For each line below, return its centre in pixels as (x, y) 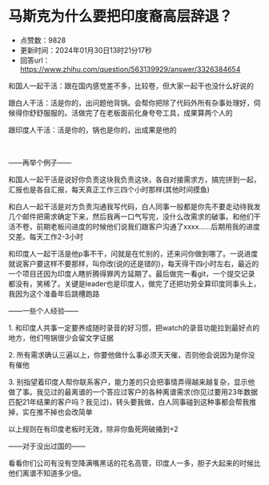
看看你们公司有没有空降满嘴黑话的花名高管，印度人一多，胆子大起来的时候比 (134, 463)
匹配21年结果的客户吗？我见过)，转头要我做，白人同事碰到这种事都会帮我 (129, 402)
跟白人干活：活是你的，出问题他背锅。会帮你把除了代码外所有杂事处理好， (131, 103)
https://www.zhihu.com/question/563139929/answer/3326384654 (130, 69)
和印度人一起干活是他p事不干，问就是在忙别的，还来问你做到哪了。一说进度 (133, 253)
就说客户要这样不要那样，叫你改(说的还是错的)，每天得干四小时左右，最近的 (134, 263)
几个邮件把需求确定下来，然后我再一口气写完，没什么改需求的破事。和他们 (131, 216)
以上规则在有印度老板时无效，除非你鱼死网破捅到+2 (93, 429)
